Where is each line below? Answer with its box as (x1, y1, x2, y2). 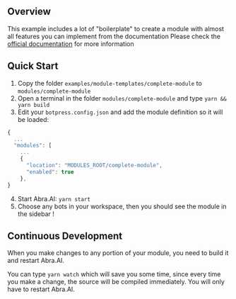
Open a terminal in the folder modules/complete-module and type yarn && (17, 94, 228, 102)
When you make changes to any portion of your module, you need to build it (7, 249, 229, 257)
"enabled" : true (25, 168, 74, 176)
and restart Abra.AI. (7, 256, 65, 265)
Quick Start (7, 60, 59, 72)
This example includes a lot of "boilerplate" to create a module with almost (7, 24, 225, 33)
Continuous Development (7, 230, 122, 242)
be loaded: (17, 115, 49, 123)
